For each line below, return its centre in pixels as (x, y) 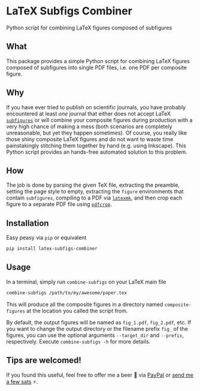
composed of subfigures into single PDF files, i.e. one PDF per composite (97, 67)
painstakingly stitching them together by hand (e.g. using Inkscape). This (96, 145)
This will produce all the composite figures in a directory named (85, 304)
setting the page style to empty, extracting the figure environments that (95, 192)
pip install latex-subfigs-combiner (52, 249)
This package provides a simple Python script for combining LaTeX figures (98, 61)
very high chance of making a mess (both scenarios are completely (89, 126)
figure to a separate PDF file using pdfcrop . (59, 204)
